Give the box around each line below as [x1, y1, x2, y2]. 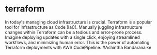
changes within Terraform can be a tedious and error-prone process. [5, 29, 142, 35]
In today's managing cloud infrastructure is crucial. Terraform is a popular [5, 19, 152, 25]
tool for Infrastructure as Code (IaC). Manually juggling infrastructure [5, 24, 142, 30]
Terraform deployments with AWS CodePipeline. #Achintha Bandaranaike [5, 44, 152, 50]
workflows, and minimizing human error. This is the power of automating [5, 39, 150, 45]
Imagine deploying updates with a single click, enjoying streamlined [5, 34, 140, 40]
